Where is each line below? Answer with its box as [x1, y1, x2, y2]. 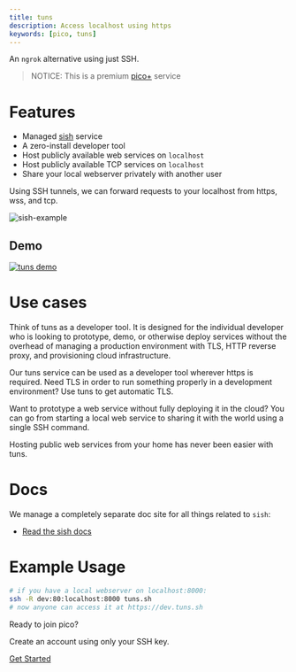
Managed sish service [21, 131, 103, 142]
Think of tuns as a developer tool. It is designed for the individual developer [9, 322, 285, 333]
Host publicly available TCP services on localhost [21, 159, 205, 170]
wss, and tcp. [9, 196, 58, 206]
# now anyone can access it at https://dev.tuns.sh [9, 603, 203, 612]
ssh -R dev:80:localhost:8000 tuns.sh [9, 594, 152, 603]
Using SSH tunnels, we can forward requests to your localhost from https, [9, 186, 278, 197]
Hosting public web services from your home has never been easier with [9, 439, 274, 450]
